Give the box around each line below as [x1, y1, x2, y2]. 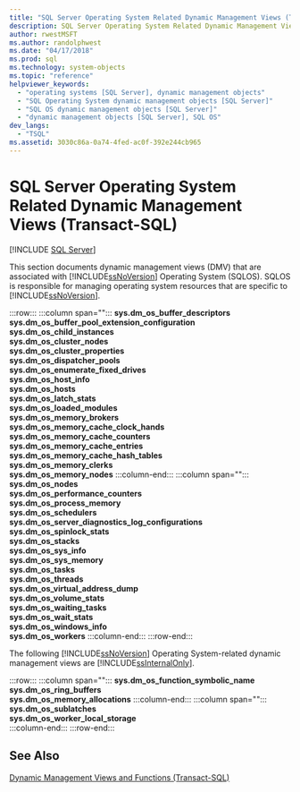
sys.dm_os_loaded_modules [9, 402, 118, 413]
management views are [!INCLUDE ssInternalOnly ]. [9, 657, 195, 668]
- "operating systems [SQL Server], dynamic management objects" [17, 88, 266, 97]
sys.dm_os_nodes [9, 478, 79, 489]
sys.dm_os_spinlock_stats [9, 525, 110, 537]
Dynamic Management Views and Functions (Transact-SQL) [9, 771, 230, 783]
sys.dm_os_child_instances [9, 326, 114, 336]
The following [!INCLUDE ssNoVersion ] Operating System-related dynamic [9, 648, 281, 659]
